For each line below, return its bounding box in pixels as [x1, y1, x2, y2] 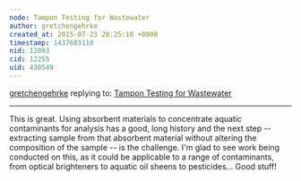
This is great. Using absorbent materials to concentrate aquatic [9, 113, 243, 124]
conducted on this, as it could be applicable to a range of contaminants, [9, 151, 275, 162]
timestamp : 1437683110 [9, 38, 94, 47]
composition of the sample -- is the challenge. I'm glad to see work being [9, 142, 280, 152]
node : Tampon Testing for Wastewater [9, 13, 150, 22]
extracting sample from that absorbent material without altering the [9, 132, 257, 143]
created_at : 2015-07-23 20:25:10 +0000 [9, 30, 159, 39]
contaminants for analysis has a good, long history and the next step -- [9, 123, 271, 134]
